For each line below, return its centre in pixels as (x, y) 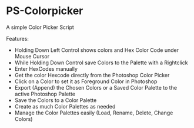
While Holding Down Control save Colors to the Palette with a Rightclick (101, 63)
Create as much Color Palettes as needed (65, 106)
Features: (18, 38)
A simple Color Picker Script (40, 27)
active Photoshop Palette (45, 94)
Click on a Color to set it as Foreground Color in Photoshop (86, 81)
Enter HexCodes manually (46, 68)
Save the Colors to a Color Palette (56, 100)
